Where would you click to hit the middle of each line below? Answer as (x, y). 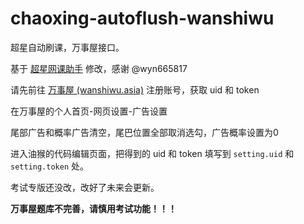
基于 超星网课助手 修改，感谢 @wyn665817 (99, 68)
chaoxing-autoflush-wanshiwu (142, 18)
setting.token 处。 (50, 166)
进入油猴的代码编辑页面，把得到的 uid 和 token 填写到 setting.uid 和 (152, 153)
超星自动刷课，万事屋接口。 (67, 47)
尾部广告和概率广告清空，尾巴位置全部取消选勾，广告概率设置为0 (144, 132)
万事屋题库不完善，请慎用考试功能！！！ (93, 208)
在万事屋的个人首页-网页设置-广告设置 (89, 111)
